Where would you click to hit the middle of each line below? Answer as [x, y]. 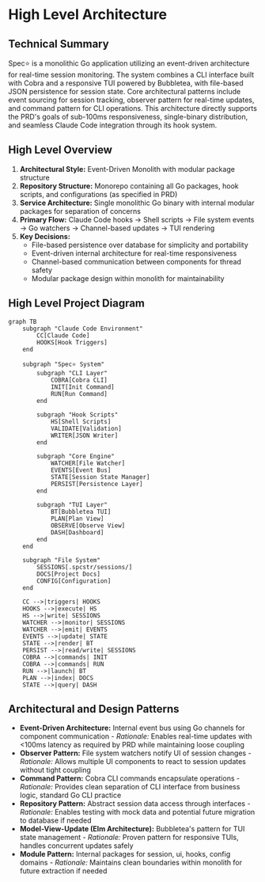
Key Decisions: [45, 236]
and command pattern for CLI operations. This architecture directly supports [132, 108]
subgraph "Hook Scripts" [78, 414]
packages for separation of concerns [80, 211]
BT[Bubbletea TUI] [81, 511]
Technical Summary [59, 44]
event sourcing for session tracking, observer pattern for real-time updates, [131, 100]
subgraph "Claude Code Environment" [83, 329]
